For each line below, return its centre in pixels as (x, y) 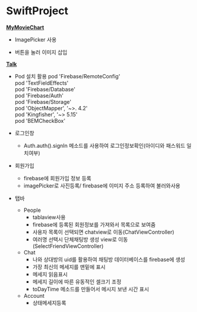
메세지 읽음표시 (50, 274)
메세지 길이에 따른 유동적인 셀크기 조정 (77, 281)
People (32, 210)
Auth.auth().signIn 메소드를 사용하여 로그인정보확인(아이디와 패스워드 (104, 145)
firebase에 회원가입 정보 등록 (58, 178)
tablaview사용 (49, 217)
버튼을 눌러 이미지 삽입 (41, 52)
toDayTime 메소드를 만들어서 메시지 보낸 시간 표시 (91, 289)
